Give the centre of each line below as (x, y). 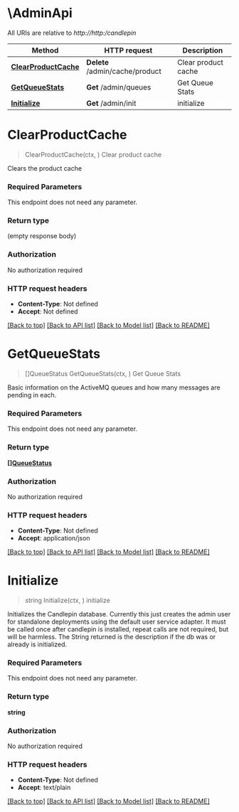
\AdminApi (40, 13)
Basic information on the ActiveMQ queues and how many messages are (114, 388)
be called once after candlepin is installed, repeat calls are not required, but (118, 629)
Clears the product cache (45, 168)
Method (45, 50)
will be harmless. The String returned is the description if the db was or (112, 637)
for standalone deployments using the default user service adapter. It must (117, 622)
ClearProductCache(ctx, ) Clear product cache (93, 154)
